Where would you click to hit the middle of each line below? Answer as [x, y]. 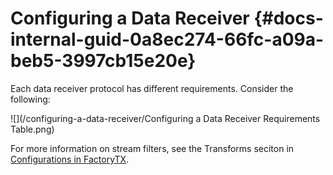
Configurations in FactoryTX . [70, 159]
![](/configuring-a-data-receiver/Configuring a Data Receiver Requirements [165, 118]
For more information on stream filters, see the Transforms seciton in [152, 148]
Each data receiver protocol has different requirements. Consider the [152, 88]
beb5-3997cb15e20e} [103, 61]
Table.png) [32, 129]
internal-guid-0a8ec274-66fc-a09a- [167, 39]
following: [30, 99]
